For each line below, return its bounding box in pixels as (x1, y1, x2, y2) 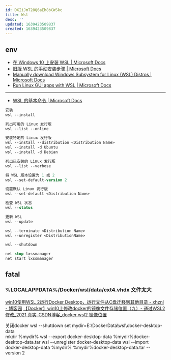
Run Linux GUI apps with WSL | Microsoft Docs (12, 82, 111, 88)
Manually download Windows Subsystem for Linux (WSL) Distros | (12, 71, 152, 77)
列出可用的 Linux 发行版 (5, 122, 52, 127)
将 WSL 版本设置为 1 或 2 (5, 172, 55, 178)
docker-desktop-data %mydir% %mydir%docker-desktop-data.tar (5, 344, 145, 350)
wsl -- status (5, 205, 33, 211)
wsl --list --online (5, 126, 49, 131)
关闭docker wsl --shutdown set (5, 322, 71, 328)
